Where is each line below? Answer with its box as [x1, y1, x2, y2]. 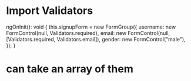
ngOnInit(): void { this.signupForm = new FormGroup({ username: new [6, 23, 176, 30]
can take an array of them [6, 62, 134, 76]
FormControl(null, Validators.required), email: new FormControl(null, [6, 29, 170, 36]
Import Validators [6, 4, 93, 17]
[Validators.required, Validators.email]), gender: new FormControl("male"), [6, 36, 186, 43]
